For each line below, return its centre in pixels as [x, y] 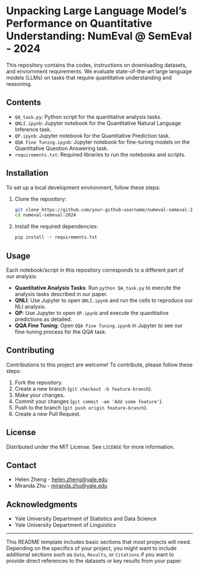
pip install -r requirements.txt [56, 237]
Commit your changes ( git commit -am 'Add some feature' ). [89, 401]
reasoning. [19, 83]
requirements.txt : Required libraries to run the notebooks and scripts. [100, 154]
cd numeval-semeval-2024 [45, 215]
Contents [24, 103]
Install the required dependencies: [57, 227]
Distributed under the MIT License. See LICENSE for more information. [90, 447]
